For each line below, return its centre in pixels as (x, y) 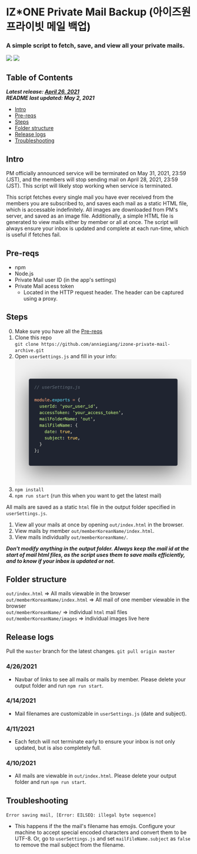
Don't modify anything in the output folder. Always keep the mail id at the (98, 548)
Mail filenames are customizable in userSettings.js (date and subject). (101, 713)
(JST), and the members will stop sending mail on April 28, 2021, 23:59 (92, 179)
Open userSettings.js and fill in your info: (66, 356)
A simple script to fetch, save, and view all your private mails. (96, 46)
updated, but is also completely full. (58, 748)
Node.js (24, 273)
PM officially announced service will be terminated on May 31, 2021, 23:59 (96, 174)
